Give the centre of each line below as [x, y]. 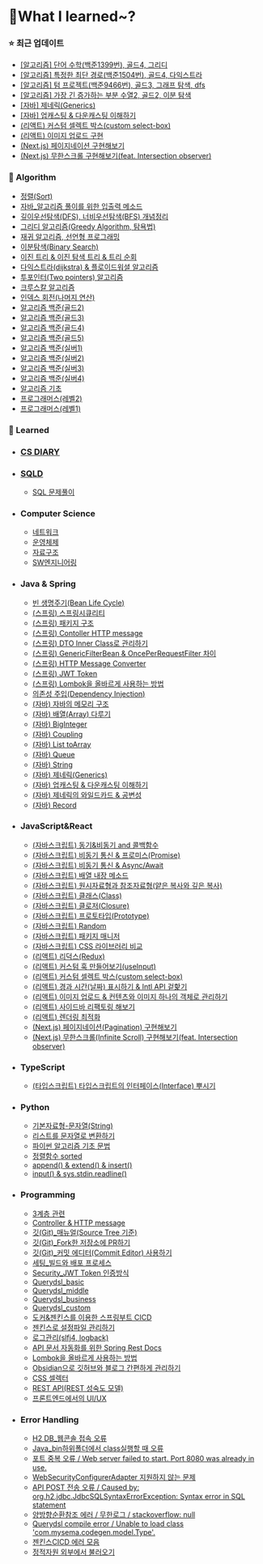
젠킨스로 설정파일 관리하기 [74, 1327]
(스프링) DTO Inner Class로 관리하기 [90, 643]
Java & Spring [48, 584]
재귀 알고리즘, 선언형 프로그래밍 [70, 236]
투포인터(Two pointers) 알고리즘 [72, 277]
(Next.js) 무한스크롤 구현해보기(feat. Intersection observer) [116, 156]
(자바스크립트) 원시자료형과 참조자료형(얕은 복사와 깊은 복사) [127, 885]
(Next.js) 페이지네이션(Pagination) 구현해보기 [104, 1027]
